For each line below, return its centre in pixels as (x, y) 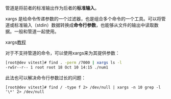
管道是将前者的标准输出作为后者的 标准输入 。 (52, 8)
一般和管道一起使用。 (36, 31)
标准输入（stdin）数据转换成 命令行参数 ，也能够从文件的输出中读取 (84, 25)
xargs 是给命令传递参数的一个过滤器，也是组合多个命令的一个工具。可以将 (83, 19)
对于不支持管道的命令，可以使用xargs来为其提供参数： (63, 53)
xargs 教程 (16, 42)
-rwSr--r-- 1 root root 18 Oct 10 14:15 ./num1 (57, 67)
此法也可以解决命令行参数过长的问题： (45, 78)
